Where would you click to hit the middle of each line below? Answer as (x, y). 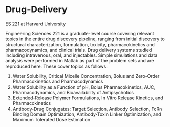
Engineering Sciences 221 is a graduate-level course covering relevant (80, 33)
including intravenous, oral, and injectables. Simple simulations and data (81, 55)
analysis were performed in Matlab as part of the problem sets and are (80, 60)
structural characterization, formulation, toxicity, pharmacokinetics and (80, 44)
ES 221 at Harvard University (35, 24)
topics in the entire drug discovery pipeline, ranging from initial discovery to (85, 39)
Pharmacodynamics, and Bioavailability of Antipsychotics (73, 92)
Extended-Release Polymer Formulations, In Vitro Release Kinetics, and (88, 98)
